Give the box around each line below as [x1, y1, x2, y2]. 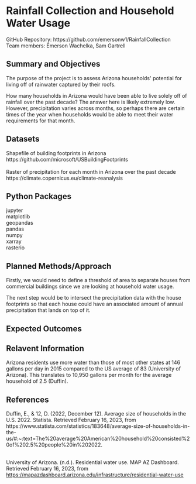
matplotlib [6, 213, 30, 220]
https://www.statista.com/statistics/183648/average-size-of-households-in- [6, 423, 190, 430]
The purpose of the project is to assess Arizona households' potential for [6, 74, 183, 81]
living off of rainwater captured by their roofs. [6, 81, 116, 88]
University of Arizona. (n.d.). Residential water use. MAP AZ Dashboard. [6, 459, 180, 466]
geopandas [6, 219, 33, 226]
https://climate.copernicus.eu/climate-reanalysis [6, 174, 123, 181]
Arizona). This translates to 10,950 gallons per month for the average [6, 372, 172, 379]
